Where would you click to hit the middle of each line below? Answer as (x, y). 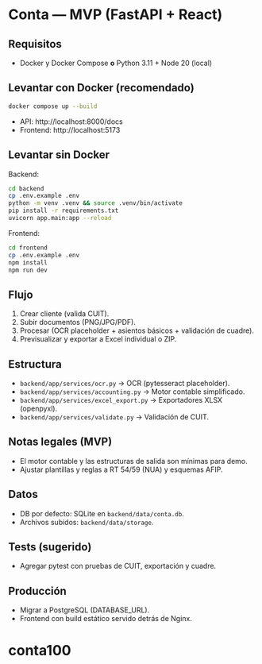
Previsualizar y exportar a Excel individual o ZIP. (98, 339)
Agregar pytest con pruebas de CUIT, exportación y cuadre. (118, 566)
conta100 (40, 651)
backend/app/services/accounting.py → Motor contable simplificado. (132, 392)
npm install (28, 263)
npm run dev (28, 270)
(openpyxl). (39, 408)
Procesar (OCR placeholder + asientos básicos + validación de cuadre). (137, 330)
